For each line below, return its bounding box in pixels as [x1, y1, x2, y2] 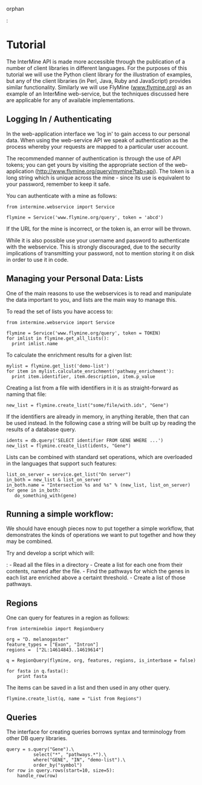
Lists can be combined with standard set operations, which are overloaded [6, 453, 192, 460]
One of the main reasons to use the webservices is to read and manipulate [6, 290, 192, 297]
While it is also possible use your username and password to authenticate [6, 236, 190, 244]
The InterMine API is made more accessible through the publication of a [6, 57, 186, 65]
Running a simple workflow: [6, 509, 114, 519]
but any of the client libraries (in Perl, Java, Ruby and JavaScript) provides [6, 77, 192, 84]
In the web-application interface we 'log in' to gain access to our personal [6, 130, 191, 137]
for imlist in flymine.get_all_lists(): [6, 335, 110, 341]
